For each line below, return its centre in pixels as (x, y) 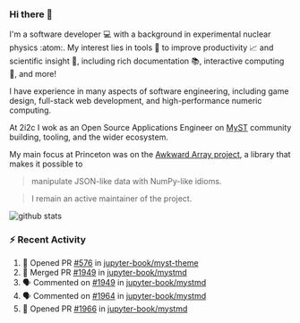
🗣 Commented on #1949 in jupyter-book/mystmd (114, 282)
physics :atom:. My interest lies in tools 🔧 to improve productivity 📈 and (141, 47)
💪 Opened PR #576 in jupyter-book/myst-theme (110, 262)
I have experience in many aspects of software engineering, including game (149, 91)
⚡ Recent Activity (48, 240)
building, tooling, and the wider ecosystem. (89, 137)
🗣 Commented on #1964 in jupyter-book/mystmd (114, 295)
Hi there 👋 (31, 14)
